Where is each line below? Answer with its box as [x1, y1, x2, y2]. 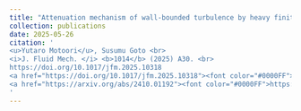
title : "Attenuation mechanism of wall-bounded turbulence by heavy [9, 13, 271, 22]
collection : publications [9, 21, 106, 30]
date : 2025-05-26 [9, 30, 74, 38]
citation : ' [9, 38, 54, 47]
